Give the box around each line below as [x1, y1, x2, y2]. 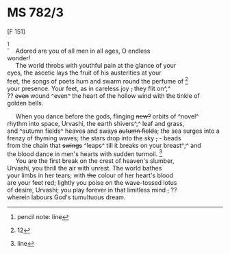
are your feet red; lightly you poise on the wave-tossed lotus [7, 179, 177, 187]
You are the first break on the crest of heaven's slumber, [15, 157, 175, 165]
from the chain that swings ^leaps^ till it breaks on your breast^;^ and [7, 141, 202, 149]
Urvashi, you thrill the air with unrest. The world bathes [7, 164, 162, 173]
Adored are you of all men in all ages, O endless [15, 47, 151, 55]
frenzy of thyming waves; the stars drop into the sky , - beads [7, 134, 181, 142]
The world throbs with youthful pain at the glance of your [15, 61, 177, 69]
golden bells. [7, 99, 44, 107]
